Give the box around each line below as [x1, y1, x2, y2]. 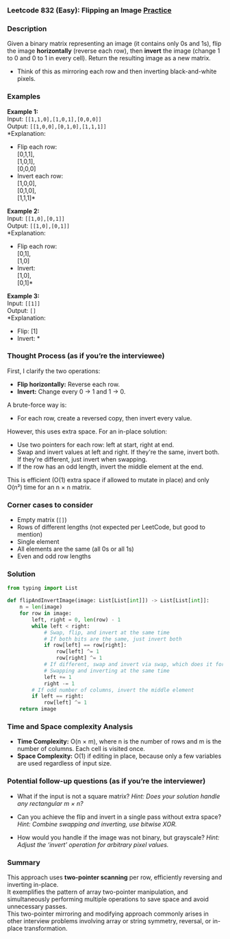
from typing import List [7, 585, 78, 592]
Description [7, 23, 47, 33]
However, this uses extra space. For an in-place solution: [7, 427, 168, 436]
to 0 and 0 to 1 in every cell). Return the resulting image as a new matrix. [7, 54, 211, 62]
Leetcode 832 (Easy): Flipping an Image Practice [7, 5, 172, 15]
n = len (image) [19, 604, 63, 610]
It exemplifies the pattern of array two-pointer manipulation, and [7, 888, 188, 896]
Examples [7, 92, 41, 102]
